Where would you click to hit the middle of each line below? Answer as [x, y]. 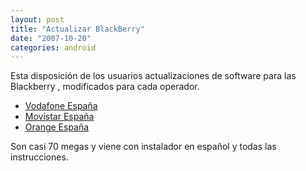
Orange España [57, 127]
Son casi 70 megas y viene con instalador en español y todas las [143, 147]
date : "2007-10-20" [51, 38]
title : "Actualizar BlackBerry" [77, 29]
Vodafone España [61, 106]
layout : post [37, 19]
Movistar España [59, 117]
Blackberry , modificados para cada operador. [105, 87]
